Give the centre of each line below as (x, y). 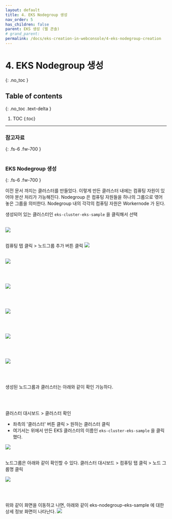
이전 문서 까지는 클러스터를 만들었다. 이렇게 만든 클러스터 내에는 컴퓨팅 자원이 (82, 191)
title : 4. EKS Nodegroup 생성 (36, 15)
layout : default (23, 10)
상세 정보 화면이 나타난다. (31, 512)
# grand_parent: (23, 34)
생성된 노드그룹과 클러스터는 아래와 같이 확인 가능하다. (59, 387)
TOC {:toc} (24, 118)
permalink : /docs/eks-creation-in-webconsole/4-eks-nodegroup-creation (83, 39)
